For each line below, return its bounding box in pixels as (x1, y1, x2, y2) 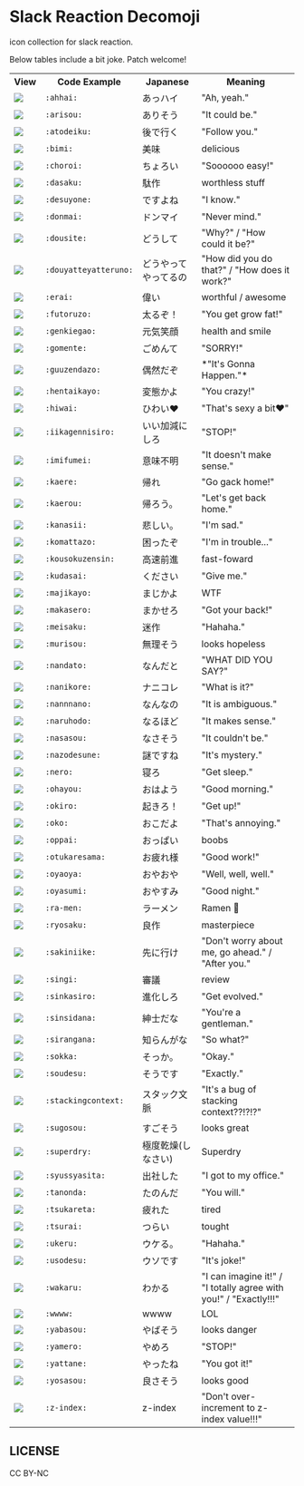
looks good (201, 1374, 249, 1386)
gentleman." (201, 1017, 253, 1030)
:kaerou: (44, 498, 83, 509)
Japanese (146, 75, 190, 88)
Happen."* (201, 369, 248, 382)
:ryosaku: (44, 919, 88, 930)
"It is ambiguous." (201, 697, 278, 710)
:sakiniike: (44, 947, 97, 957)
